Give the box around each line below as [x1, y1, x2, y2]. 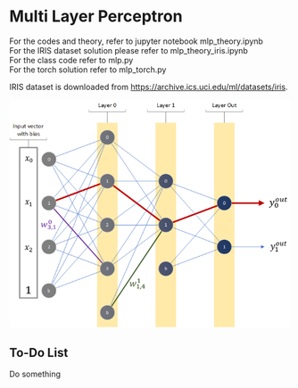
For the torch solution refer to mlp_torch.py [9, 64, 167, 75]
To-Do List [9, 345, 69, 360]
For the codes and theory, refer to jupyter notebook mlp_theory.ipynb [9, 36, 263, 46]
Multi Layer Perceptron [9, 6, 183, 27]
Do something [9, 368, 61, 380]
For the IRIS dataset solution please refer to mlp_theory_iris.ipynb [9, 45, 248, 55]
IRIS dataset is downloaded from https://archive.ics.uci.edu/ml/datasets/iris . [9, 81, 288, 92]
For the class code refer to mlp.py [9, 54, 134, 65]
